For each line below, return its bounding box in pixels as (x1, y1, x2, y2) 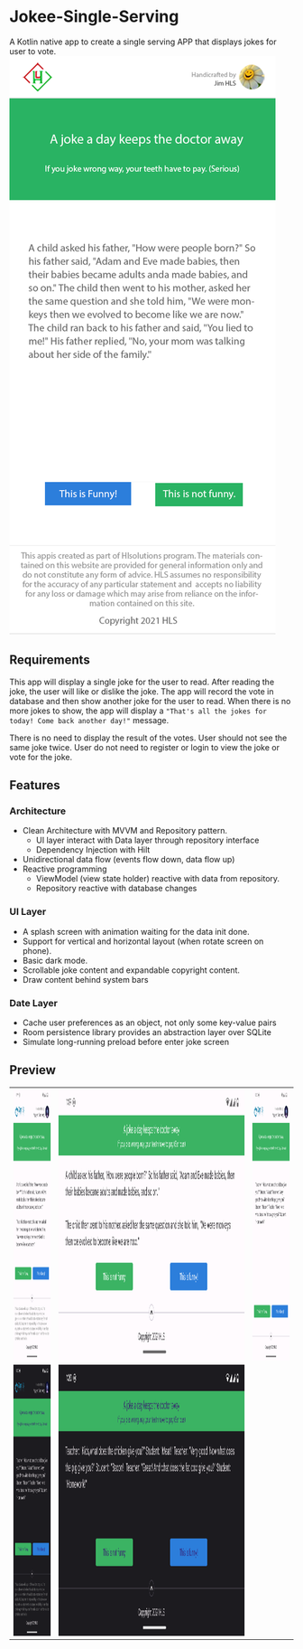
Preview (9, 1062, 57, 1078)
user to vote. (9, 45, 57, 56)
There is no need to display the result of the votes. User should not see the (9, 732, 288, 743)
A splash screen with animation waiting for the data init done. (22, 926, 250, 937)
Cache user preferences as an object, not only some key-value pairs (22, 1017, 277, 1028)
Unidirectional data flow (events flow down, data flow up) (22, 854, 235, 865)
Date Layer (9, 996, 59, 1009)
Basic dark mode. (22, 955, 88, 966)
